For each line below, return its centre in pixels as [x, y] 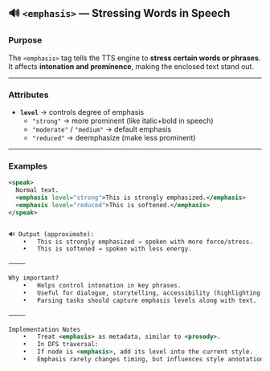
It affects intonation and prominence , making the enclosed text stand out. [131, 66]
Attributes [29, 95]
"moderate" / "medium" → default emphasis [101, 129]
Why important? [34, 278]
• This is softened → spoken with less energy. [108, 249]
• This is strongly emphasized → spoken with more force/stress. [138, 242]
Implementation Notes [45, 329]
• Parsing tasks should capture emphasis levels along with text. [140, 300]
